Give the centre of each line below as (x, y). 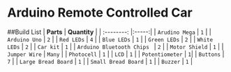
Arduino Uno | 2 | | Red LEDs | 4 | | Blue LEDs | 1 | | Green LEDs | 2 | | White (110, 39)
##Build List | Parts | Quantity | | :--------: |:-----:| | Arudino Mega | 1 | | (109, 32)
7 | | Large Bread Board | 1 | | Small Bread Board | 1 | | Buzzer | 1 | (100, 61)
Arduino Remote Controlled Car (100, 13)
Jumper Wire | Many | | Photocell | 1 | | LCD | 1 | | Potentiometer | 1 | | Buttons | (116, 54)
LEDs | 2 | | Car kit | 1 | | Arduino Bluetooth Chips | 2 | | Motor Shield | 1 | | (115, 46)
